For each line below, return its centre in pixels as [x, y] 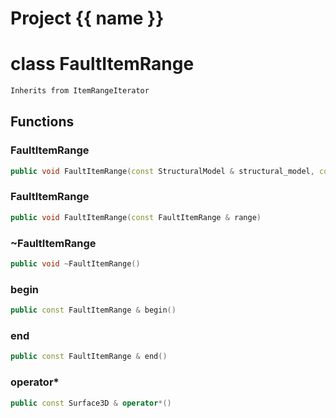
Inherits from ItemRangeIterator [80, 91]
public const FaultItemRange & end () [89, 357]
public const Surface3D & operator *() [91, 403]
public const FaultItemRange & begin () [93, 310]
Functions [42, 122]
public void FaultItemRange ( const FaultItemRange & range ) [136, 217]
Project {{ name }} [87, 18]
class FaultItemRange [102, 64]
